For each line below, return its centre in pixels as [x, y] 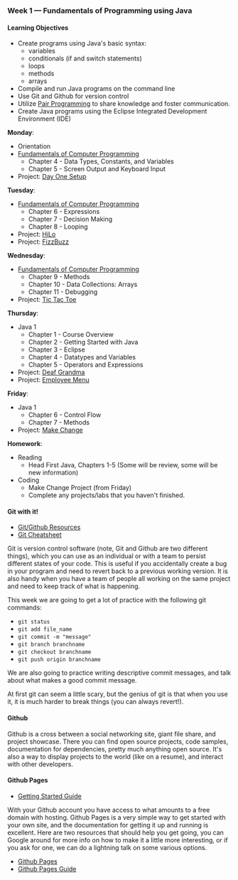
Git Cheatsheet [39, 535]
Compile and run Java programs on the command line [96, 89]
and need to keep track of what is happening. [74, 586]
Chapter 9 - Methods [59, 277]
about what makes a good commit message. [72, 680]
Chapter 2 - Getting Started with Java [83, 342]
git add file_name [45, 630]
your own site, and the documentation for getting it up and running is [108, 825]
